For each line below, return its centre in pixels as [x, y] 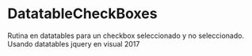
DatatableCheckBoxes [82, 14]
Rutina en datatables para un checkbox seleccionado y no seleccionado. [126, 35]
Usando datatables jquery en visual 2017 [74, 43]
